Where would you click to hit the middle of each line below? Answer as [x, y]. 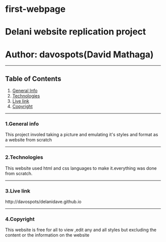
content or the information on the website [47, 235]
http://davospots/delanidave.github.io [43, 202]
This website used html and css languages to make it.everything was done [81, 168]
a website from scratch [29, 140]
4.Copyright [20, 219]
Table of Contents [33, 78]
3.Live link [18, 191]
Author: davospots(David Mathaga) [80, 54]
